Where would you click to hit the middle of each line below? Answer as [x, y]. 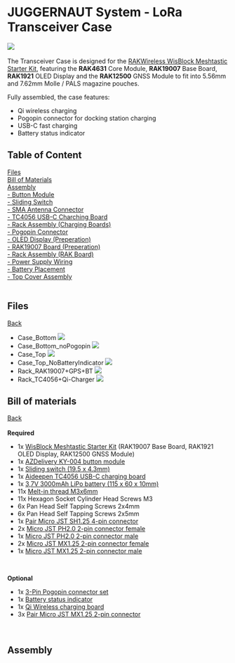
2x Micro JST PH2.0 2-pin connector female [81, 529]
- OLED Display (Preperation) [49, 239]
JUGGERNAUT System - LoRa [95, 12]
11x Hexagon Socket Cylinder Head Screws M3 [85, 499]
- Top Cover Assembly [40, 276]
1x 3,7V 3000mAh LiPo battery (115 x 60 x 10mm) [88, 484]
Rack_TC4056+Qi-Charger [56, 379]
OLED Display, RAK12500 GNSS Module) [76, 454]
